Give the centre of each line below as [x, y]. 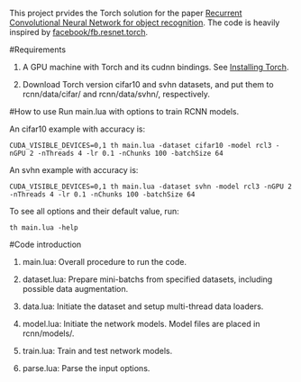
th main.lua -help [44, 228]
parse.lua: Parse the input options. [86, 368]
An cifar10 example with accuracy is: [78, 129]
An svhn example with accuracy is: [74, 170]
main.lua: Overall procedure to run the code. [105, 262]
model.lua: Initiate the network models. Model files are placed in [141, 324]
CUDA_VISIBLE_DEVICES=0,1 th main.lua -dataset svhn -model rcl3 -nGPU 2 [151, 186]
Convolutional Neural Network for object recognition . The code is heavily [145, 23]
